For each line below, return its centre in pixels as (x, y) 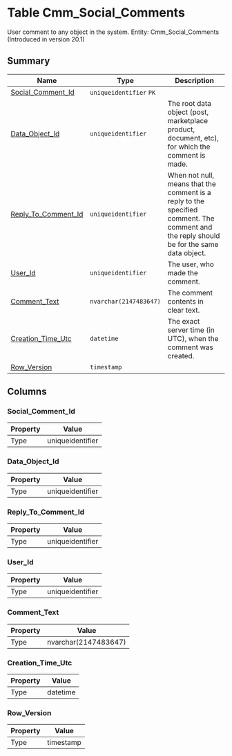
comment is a (190, 192)
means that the (192, 183)
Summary (29, 61)
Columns (27, 392)
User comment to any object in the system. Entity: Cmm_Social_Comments (113, 32)
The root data (190, 103)
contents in (185, 301)
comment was (191, 347)
